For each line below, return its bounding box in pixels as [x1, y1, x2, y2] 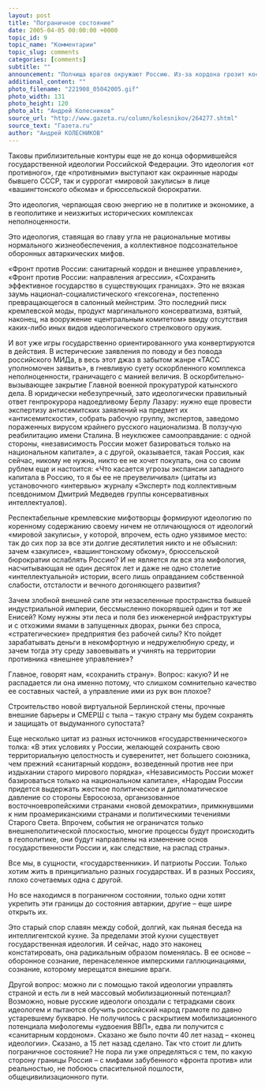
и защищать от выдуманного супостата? [8, 718, 145, 728]
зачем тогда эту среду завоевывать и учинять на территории [8, 646, 216, 655]
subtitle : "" [8, 63, 51, 71]
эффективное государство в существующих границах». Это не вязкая [8, 281, 245, 290]
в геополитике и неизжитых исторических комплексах [8, 208, 193, 217]
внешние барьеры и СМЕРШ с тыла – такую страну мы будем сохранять [8, 710, 254, 719]
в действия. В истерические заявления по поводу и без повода [8, 346, 222, 356]
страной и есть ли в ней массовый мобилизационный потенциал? [8, 988, 231, 997]
